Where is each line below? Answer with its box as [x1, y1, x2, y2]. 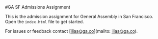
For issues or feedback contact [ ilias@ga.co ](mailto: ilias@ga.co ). [5, 28, 138, 34]
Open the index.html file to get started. [5, 19, 84, 24]
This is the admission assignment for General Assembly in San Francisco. [5, 14, 154, 19]
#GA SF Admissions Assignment [5, 4, 70, 10]
